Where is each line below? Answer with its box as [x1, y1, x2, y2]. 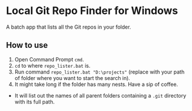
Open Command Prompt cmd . [14, 56, 84, 63]
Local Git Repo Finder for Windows [6, 4, 179, 18]
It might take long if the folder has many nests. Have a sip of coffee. [14, 81, 179, 88]
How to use [6, 40, 48, 50]
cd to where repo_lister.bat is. [14, 62, 91, 69]
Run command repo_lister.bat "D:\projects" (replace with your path [14, 68, 185, 75]
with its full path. [14, 98, 55, 105]
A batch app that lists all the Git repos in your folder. [6, 23, 132, 30]
